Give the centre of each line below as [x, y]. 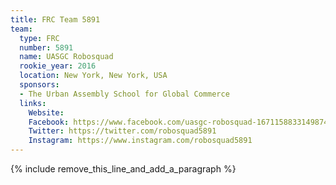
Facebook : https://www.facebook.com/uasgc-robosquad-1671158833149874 [178, 122]
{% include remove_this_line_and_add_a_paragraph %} [123, 169]
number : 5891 [46, 47]
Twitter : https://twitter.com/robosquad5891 [122, 131]
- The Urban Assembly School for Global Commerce [124, 94]
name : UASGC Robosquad [66, 57]
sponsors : [39, 85]
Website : [46, 112]
